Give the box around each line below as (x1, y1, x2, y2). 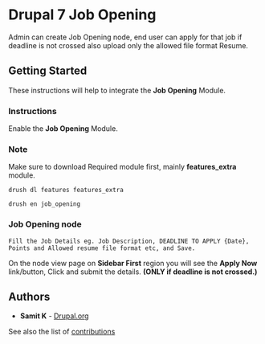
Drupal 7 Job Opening (8, 6, 157, 24)
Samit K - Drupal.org (19, 311, 90, 321)
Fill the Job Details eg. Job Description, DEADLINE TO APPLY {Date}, (8, 237, 250, 245)
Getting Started (8, 64, 88, 78)
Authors (8, 290, 51, 304)
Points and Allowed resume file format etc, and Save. (8, 244, 196, 252)
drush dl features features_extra (8, 186, 124, 195)
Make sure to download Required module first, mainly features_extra (8, 162, 237, 172)
